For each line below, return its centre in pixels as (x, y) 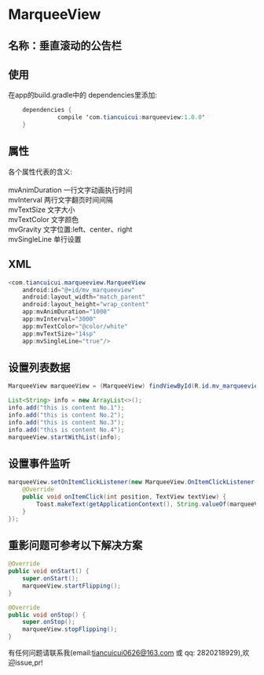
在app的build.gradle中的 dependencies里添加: (82, 95)
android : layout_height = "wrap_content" (86, 305)
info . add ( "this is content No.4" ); (66, 430)
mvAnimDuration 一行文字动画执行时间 (70, 190)
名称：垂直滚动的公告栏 (65, 45)
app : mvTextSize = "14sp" (59, 334)
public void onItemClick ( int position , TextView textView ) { (124, 497)
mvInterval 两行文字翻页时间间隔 (61, 199)
